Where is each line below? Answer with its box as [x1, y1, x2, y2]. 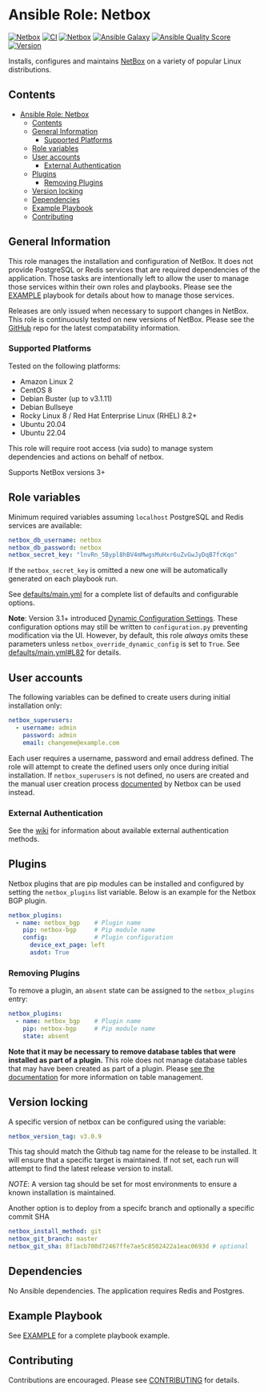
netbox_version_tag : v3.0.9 [8, 1132, 102, 1140]
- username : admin [15, 724, 78, 732]
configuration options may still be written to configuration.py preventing [8, 622, 248, 632]
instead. [8, 787, 35, 797]
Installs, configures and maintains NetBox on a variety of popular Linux [8, 56, 242, 66]
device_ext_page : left [29, 941, 106, 949]
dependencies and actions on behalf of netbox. [8, 452, 164, 461]
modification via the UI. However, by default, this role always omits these [8, 631, 249, 640]
